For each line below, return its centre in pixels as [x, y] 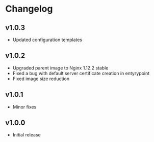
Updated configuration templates [47, 40]
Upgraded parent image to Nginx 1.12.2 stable [60, 68]
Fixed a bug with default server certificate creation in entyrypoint [81, 73]
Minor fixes [24, 106]
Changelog [29, 9]
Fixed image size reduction [41, 79]
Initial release [27, 135]
